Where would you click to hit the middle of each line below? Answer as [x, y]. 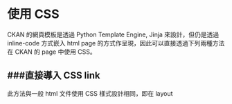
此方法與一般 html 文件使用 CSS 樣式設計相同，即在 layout [90, 93]
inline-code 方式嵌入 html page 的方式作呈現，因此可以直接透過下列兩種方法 [116, 43]
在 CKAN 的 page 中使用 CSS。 [52, 52]
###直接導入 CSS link [54, 75]
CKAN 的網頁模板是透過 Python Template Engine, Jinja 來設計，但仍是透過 [113, 34]
